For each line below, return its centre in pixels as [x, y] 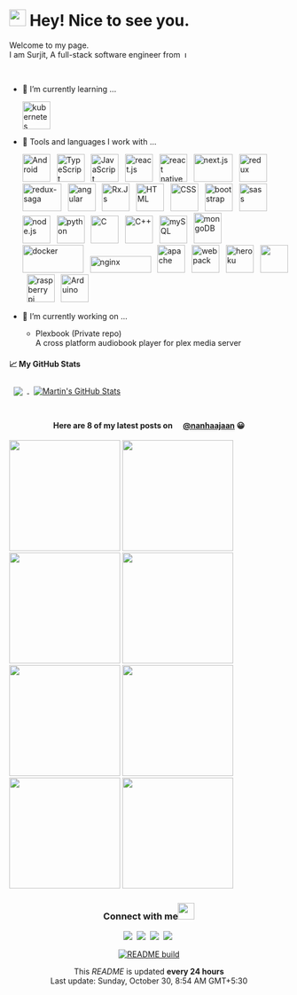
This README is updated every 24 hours [149, 971]
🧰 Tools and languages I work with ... [89, 141]
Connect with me [141, 916]
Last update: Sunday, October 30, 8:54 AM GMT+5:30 [149, 981]
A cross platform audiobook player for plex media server [138, 342]
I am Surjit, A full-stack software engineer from [95, 54]
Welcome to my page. [49, 45]
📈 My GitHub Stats [45, 364]
